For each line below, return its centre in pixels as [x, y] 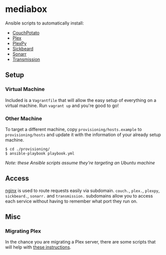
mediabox [26, 9]
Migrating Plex [23, 231]
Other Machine [24, 118]
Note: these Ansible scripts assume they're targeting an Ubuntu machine [80, 162]
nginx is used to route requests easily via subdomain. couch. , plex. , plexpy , [83, 190]
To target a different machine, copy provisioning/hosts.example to [74, 129]
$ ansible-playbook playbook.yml [40, 153]
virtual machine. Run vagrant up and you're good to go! [62, 105]
